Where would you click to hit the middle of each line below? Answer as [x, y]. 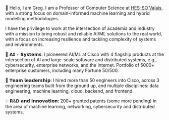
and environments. [25, 45]
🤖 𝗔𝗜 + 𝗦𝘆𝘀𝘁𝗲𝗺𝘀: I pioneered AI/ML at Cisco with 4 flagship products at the [85, 54]
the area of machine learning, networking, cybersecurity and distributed [80, 107]
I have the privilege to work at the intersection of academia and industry [80, 28]
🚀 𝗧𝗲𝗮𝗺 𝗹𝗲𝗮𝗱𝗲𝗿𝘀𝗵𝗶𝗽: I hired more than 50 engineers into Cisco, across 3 [82, 80]
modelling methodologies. [32, 18]
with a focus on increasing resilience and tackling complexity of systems [81, 39]
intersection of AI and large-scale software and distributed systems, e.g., [81, 60]
